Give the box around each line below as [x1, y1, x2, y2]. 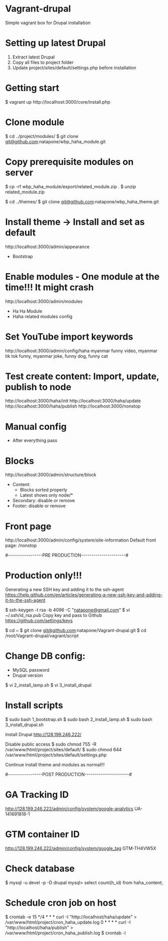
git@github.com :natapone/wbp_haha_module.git [5, 138, 106, 144]
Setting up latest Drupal [5, 37, 106, 49]
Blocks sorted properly [20, 487, 68, 493]
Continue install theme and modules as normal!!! [5, 762, 105, 768]
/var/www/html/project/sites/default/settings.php [5, 752, 107, 758]
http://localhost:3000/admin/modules [5, 298, 83, 304]
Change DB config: [5, 650, 86, 662]
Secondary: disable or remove [12, 498, 75, 504]
